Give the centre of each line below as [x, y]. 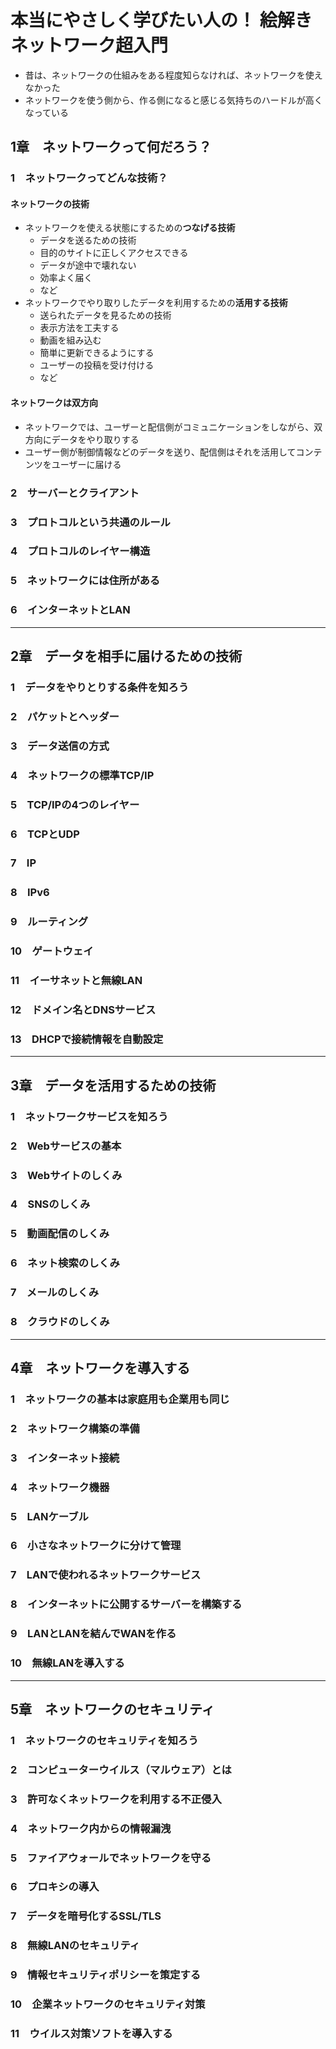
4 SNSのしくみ [50, 1204]
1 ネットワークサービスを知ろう [89, 1116]
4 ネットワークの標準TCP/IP [82, 775]
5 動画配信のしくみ [60, 1234]
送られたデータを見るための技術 [105, 315]
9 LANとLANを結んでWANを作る [93, 1634]
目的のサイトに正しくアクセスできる [114, 253]
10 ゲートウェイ [52, 951]
